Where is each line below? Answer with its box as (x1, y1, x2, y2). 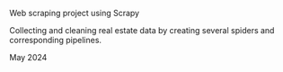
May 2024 (9, 52, 48, 62)
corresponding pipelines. (9, 35, 102, 45)
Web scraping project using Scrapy (9, 8, 140, 18)
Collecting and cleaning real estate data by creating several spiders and (9, 25, 275, 35)
